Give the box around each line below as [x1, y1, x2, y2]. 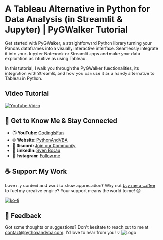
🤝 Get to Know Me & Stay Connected [5, 117, 118, 125]
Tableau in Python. [5, 75, 43, 81]
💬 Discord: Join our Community [12, 142, 76, 148]
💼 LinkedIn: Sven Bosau [12, 148, 61, 153]
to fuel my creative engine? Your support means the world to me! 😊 [5, 188, 141, 194]
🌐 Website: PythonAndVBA [12, 137, 68, 143]
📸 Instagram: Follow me [12, 152, 61, 159]
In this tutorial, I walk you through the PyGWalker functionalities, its [5, 65, 139, 71]
